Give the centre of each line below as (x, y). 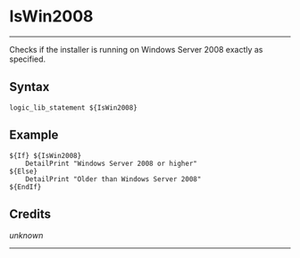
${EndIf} (25, 187)
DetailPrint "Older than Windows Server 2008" (113, 179)
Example (34, 135)
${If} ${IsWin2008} (46, 155)
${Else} (24, 171)
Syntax (29, 87)
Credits (30, 214)
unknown (26, 236)
